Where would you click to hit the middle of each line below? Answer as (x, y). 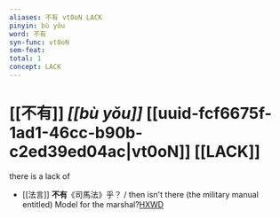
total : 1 (25, 58)
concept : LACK (36, 67)
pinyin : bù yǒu (37, 26)
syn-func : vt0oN (39, 42)
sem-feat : (28, 51)
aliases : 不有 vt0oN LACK (56, 17)
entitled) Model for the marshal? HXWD (93, 204)
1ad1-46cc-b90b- (76, 133)
